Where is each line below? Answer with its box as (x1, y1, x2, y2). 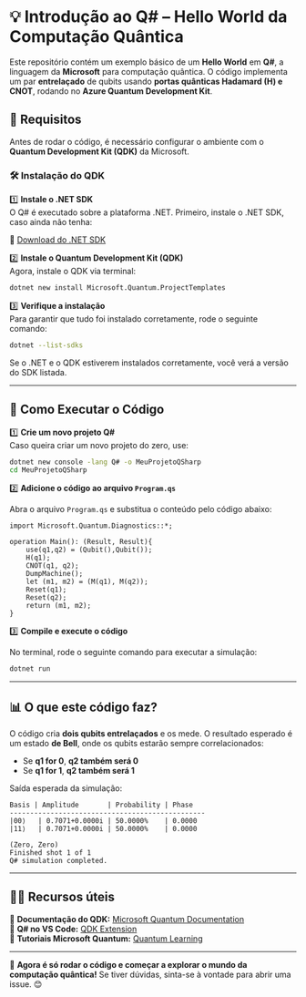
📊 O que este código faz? (9, 699, 158, 714)
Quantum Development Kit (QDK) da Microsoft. (9, 146, 189, 157)
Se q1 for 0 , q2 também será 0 (22, 755, 139, 766)
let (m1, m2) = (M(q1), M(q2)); (25, 577, 148, 587)
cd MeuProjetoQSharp (9, 466, 88, 475)
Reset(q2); (25, 593, 67, 602)
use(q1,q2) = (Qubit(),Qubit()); (25, 545, 153, 555)
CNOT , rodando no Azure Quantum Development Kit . (9, 85, 213, 97)
